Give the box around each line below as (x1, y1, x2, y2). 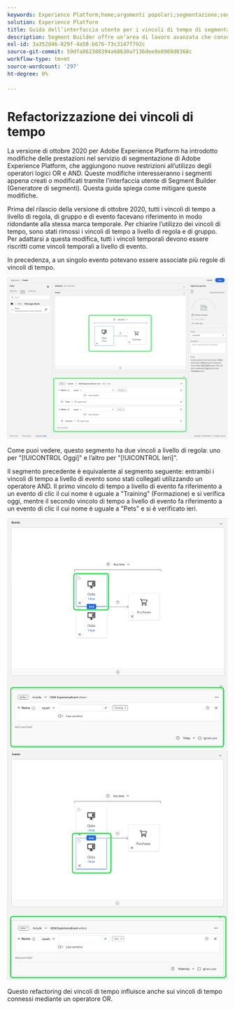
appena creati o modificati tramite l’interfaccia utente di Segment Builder (7, 177, 217, 185)
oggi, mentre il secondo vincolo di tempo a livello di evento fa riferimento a (7, 497, 222, 505)
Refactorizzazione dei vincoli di (7, 109, 194, 125)
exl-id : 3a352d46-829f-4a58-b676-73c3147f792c (7, 41, 145, 48)
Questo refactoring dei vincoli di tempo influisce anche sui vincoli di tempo (7, 987, 222, 995)
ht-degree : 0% (7, 70, 49, 77)
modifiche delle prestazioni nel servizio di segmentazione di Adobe (7, 154, 201, 162)
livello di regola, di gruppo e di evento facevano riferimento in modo (7, 212, 203, 221)
